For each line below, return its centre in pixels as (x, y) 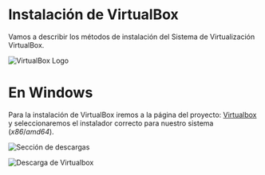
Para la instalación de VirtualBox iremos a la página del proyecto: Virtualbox (132, 115)
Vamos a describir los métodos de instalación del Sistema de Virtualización (132, 37)
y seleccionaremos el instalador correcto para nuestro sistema (111, 123)
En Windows (51, 93)
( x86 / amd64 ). (31, 131)
